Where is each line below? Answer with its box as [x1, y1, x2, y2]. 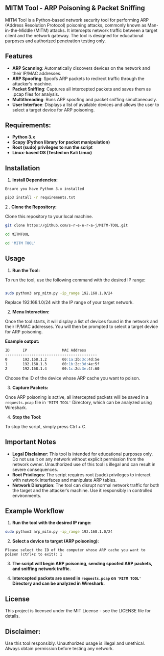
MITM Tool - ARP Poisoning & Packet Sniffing [5, 4, 145, 12]
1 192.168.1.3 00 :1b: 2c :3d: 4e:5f [5, 362, 99, 367]
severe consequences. [12, 466, 59, 472]
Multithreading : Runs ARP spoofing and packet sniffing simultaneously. [12, 96, 158, 102]
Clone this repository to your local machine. [5, 214, 93, 219]
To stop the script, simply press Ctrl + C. [5, 423, 87, 429]
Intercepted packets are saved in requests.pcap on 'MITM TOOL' [12, 575, 141, 581]
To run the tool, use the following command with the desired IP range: [5, 277, 146, 283]
